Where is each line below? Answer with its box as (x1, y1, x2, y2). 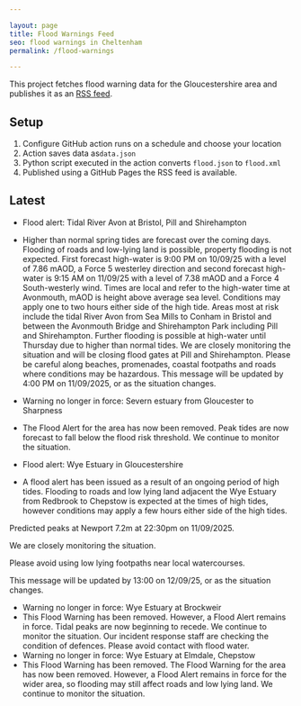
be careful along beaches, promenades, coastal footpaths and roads (22, 358, 277, 369)
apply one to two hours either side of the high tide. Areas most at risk (22, 301, 279, 312)
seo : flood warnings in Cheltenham (9, 38, 143, 47)
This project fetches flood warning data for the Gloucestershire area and (9, 78, 278, 90)
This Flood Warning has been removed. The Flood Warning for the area (22, 659, 286, 670)
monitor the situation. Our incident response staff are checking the (22, 630, 270, 641)
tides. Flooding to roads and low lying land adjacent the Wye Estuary (22, 485, 277, 496)
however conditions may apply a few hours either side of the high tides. (22, 505, 288, 516)
